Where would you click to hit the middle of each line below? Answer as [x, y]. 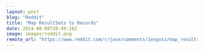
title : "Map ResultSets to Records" [53, 23]
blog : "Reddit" [25, 17]
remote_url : [21, 39]
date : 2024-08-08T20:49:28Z [42, 28]
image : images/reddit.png [39, 34]
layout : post [23, 12]
